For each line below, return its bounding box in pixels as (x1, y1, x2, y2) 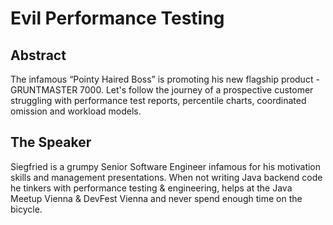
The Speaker (10, 134, 92, 151)
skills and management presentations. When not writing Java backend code (10, 171, 323, 183)
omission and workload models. (10, 105, 142, 117)
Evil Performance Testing (10, 7, 225, 30)
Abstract (10, 47, 67, 64)
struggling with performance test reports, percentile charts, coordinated (10, 95, 307, 106)
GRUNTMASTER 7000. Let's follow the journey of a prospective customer (10, 84, 314, 96)
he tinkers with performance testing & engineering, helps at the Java (10, 182, 293, 194)
